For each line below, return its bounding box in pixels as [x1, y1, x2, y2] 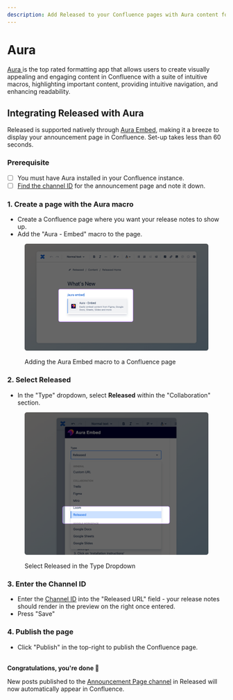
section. [17, 398, 41, 407]
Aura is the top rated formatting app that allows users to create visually [7, 65, 210, 73]
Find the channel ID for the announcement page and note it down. [17, 181, 206, 190]
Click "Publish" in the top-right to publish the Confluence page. [17, 643, 198, 651]
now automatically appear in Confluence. [7, 685, 125, 693]
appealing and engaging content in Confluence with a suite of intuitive [7, 72, 208, 81]
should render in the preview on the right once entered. [17, 602, 175, 611]
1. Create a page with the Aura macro [7, 199, 134, 209]
